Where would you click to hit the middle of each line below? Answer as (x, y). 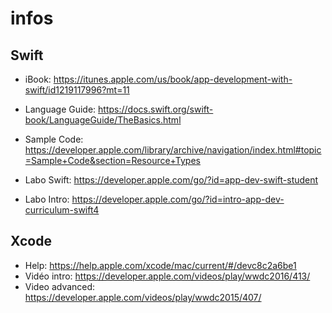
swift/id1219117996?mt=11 (77, 90)
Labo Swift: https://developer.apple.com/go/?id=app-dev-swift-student (171, 180)
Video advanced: (60, 286)
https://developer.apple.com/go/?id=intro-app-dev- (178, 199)
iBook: (38, 79)
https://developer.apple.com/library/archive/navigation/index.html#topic (173, 150)
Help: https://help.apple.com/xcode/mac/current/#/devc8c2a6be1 (160, 265)
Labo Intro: (47, 199)
